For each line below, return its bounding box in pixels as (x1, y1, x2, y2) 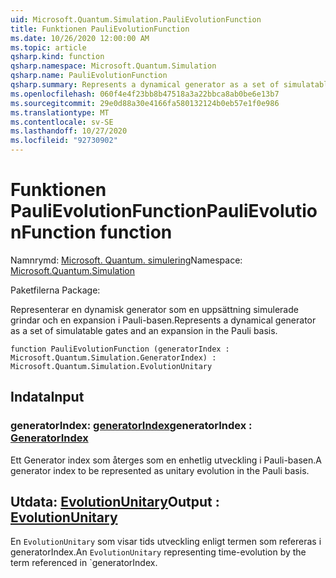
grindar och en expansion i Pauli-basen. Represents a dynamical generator (10, 314, 317, 326)
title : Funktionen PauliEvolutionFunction (10, 24, 190, 34)
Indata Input (10, 389, 85, 406)
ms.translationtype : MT (10, 107, 110, 118)
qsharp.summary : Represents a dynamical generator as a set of (10, 80, 280, 90)
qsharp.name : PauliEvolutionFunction (10, 71, 168, 81)
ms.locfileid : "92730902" (10, 136, 118, 146)
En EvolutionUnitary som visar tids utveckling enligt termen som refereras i (10, 536, 322, 548)
